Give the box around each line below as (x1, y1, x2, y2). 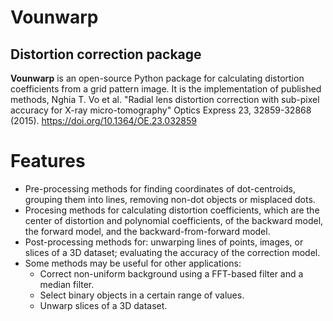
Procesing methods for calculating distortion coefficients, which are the (24, 204, 320, 216)
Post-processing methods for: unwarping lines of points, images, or (24, 236, 304, 248)
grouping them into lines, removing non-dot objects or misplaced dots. (24, 193, 316, 205)
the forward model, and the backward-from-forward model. (24, 225, 271, 237)
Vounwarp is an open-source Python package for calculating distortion (10, 72, 305, 84)
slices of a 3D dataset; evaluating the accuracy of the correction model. (24, 246, 321, 258)
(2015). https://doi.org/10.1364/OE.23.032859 (10, 115, 198, 126)
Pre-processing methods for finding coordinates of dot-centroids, (24, 182, 296, 195)
